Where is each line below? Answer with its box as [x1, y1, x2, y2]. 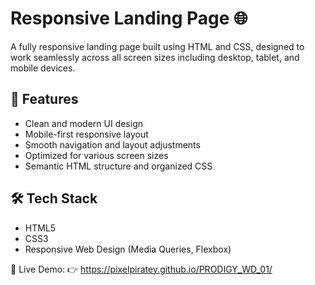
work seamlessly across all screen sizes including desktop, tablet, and [10, 51, 300, 63]
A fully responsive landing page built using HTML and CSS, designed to [10, 40, 305, 52]
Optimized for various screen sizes [24, 149, 169, 161]
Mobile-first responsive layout [24, 128, 149, 140]
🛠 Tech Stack [10, 190, 98, 207]
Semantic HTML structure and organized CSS [24, 160, 213, 172]
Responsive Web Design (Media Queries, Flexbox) [24, 243, 232, 255]
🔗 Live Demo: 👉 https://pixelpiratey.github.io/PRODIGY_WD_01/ [10, 263, 273, 275]
